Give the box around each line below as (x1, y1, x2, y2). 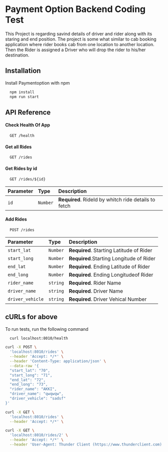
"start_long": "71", (9, 372, 52, 378)
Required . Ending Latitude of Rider (68, 263, 150, 270)
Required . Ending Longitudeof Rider (68, 271, 153, 278)
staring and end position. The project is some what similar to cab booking (5, 36, 156, 42)
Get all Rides (5, 144, 32, 150)
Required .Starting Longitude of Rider (68, 255, 156, 262)
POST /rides (9, 227, 35, 233)
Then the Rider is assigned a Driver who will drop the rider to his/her (5, 47, 146, 53)
